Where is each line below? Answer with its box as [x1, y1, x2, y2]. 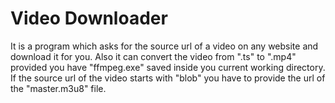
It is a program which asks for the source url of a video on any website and [10, 40, 319, 52]
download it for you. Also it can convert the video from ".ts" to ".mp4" [10, 50, 297, 62]
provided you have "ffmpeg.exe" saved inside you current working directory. [10, 61, 326, 73]
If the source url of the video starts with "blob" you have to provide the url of [10, 72, 326, 84]
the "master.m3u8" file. [10, 82, 107, 94]
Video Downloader [10, 7, 168, 30]
